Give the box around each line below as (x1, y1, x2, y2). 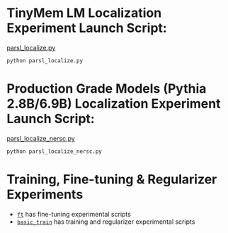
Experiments (6, 186, 84, 203)
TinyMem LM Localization (6, 5, 162, 21)
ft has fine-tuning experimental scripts (16, 210, 132, 218)
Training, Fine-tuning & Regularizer (6, 171, 217, 188)
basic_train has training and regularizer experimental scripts (16, 217, 195, 226)
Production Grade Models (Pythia (6, 81, 207, 97)
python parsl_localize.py (6, 57, 83, 64)
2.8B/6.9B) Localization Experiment (6, 96, 221, 112)
